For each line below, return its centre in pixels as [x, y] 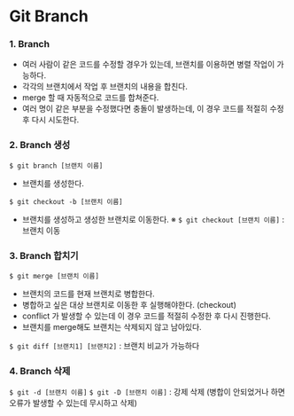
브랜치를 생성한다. [53, 183]
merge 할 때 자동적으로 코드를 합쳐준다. [90, 98]
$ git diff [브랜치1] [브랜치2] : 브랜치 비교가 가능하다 [104, 346]
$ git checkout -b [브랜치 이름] [66, 201]
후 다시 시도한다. [50, 120]
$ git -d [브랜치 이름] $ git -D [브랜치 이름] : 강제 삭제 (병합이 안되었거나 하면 [147, 392]
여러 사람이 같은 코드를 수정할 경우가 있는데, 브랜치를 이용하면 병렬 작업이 [148, 65]
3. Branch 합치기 [44, 255]
